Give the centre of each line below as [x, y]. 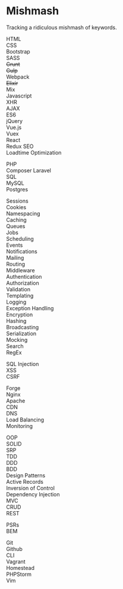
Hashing [16, 321]
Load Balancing [25, 420]
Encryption [20, 314]
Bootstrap [18, 51]
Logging [16, 302]
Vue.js [14, 127]
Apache [16, 401]
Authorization [23, 283]
